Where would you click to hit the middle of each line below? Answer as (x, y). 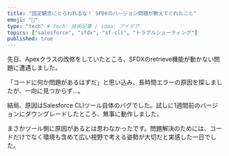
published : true (30, 39)
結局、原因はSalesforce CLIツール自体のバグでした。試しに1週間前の (104, 105)
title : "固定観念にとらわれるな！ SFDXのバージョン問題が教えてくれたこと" (102, 13)
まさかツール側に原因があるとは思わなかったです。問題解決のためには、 (109, 129)
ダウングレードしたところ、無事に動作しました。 (94, 114)
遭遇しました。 (40, 68)
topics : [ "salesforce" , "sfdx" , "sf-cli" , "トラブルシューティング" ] (103, 32)
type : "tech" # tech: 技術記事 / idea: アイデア (73, 26)
